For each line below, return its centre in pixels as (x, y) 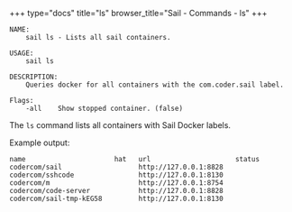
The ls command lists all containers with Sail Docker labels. (120, 125)
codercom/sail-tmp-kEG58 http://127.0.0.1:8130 (116, 198)
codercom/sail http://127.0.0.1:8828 (116, 167)
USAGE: (22, 53)
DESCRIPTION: (34, 77)
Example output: (40, 143)
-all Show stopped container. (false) (104, 108)
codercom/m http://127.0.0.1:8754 (116, 183)
